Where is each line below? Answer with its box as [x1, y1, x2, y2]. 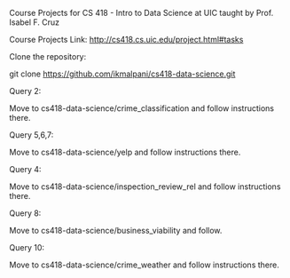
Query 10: [9, 242, 44, 252]
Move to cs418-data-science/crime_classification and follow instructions [9, 103, 275, 114]
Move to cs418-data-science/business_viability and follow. [9, 226, 223, 235]
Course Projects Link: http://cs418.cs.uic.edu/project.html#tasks [9, 35, 244, 44]
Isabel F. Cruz [9, 17, 60, 28]
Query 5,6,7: [9, 130, 54, 140]
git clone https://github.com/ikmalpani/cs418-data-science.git [9, 68, 236, 79]
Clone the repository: [9, 52, 87, 61]
